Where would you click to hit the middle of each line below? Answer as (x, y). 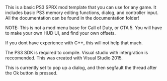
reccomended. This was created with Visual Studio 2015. (64, 58)
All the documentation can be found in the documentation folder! (72, 18)
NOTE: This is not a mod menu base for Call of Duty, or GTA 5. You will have (84, 28)
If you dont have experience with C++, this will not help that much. (74, 43)
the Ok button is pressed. (31, 73)
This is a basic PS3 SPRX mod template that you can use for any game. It (81, 7)
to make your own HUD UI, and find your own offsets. (61, 33)
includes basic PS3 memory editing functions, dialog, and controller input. (82, 13)
